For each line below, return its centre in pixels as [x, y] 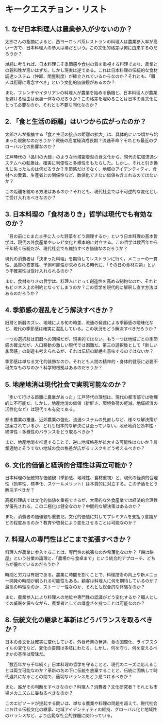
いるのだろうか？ [43, 564]
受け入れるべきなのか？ [33, 198]
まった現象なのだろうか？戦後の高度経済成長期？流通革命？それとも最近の [79, 140]
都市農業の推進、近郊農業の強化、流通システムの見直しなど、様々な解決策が [81, 420]
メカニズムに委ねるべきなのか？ [41, 693]
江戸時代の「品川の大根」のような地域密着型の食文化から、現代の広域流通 [79, 157]
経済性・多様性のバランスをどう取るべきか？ [50, 432]
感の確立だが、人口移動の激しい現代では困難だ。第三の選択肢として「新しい [81, 345]
